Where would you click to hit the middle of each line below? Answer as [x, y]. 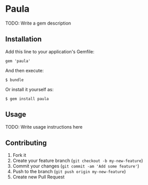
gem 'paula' [18, 61]
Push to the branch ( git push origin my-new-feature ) [69, 172]
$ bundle [15, 80]
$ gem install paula [27, 99]
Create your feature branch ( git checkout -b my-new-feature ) [78, 161]
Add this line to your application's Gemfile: [50, 51]
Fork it [19, 155]
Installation [23, 39]
